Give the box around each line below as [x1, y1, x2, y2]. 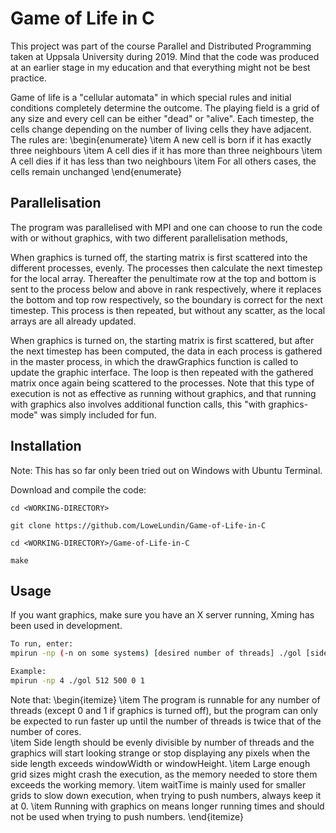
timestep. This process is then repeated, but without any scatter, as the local [10, 304, 326, 316]
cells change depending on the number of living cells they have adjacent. [10, 123, 312, 135]
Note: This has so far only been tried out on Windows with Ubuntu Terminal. [10, 464, 323, 476]
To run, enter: [10, 639, 74, 649]
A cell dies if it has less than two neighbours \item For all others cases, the [10, 155, 317, 167]
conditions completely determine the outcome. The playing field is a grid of [10, 102, 320, 114]
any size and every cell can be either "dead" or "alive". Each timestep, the [10, 112, 315, 124]
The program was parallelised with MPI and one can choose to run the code [10, 221, 323, 233]
